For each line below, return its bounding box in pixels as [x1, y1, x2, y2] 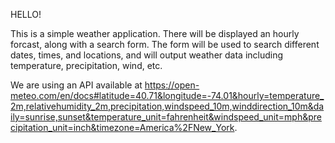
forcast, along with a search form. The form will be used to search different [10, 39, 320, 50]
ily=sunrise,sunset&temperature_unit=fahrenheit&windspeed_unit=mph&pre [10, 111, 322, 123]
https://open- [144, 79, 200, 91]
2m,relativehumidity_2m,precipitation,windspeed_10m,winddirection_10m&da [10, 100, 325, 112]
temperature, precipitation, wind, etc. [10, 60, 163, 71]
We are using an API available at [10, 79, 143, 91]
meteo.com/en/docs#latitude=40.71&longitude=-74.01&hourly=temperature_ [10, 90, 325, 101]
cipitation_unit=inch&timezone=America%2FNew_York [10, 122, 235, 133]
